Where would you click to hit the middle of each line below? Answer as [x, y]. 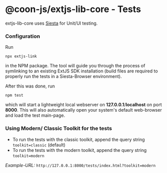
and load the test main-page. [35, 115]
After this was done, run [30, 86]
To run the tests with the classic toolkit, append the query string [78, 139]
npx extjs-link [21, 56]
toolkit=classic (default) [39, 145]
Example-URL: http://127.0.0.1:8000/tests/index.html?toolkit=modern [80, 165]
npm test [14, 96]
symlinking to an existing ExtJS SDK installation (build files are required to [82, 71]
